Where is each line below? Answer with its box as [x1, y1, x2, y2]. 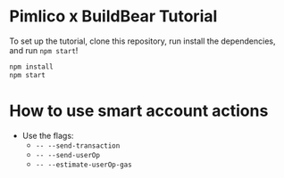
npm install [9, 62, 54, 71]
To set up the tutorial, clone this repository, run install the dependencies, [9, 36, 276, 46]
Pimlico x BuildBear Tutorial [9, 6, 218, 27]
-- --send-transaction [35, 141, 121, 150]
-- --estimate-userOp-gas [35, 160, 132, 169]
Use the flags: [21, 130, 74, 141]
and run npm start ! [9, 44, 79, 55]
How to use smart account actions [9, 101, 269, 121]
